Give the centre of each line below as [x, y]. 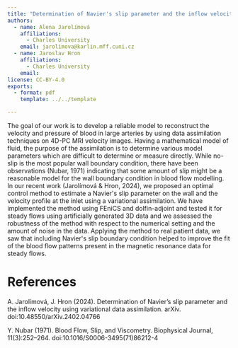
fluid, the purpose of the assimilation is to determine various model [105, 148]
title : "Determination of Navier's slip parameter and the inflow [107, 14]
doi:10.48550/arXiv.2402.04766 [54, 316]
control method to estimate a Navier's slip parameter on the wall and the [113, 193]
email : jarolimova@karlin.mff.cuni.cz [77, 47]
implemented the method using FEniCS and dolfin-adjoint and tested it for [115, 208]
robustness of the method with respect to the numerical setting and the [111, 223]
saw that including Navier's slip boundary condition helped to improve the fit [119, 238]
